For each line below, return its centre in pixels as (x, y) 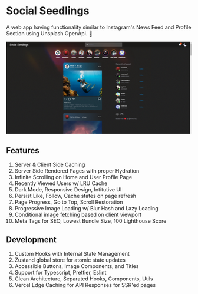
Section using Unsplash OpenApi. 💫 (49, 33)
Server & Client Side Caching (50, 165)
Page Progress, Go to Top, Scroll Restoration (69, 202)
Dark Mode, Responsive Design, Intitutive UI (68, 190)
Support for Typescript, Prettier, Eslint (60, 273)
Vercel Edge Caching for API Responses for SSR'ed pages (85, 285)
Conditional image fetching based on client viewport (78, 215)
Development (32, 240)
